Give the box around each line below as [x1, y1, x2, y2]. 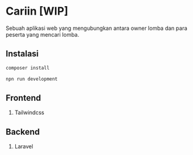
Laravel [14, 143, 33, 150]
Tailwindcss [14, 109, 44, 117]
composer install [5, 65, 50, 71]
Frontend [5, 93, 41, 103]
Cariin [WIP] [5, 4, 68, 18]
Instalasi [5, 49, 39, 59]
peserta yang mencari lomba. [5, 31, 80, 38]
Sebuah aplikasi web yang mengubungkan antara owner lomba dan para [5, 24, 188, 32]
